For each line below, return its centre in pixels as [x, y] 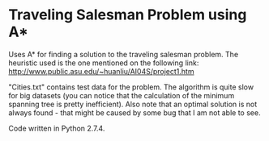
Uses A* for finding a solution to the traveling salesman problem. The [124, 54]
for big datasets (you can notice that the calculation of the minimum [122, 95]
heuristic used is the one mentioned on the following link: [104, 63]
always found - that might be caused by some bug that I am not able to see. [134, 112]
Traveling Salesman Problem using [128, 15]
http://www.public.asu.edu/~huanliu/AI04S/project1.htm [101, 71]
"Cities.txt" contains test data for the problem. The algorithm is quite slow [131, 87]
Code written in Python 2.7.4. [57, 128]
